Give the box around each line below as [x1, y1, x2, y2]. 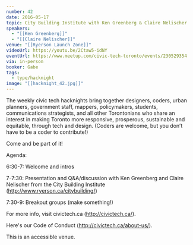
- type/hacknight [11, 75, 55, 81]
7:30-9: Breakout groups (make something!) [6, 199, 114, 206]
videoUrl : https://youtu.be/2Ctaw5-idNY [6, 48, 108, 54]
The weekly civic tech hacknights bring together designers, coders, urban [6, 97, 187, 104]
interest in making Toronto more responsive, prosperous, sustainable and [6, 116, 185, 122]
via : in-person [6, 58, 44, 64]
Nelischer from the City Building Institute [6, 181, 106, 188]
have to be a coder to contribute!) [6, 128, 88, 136]
